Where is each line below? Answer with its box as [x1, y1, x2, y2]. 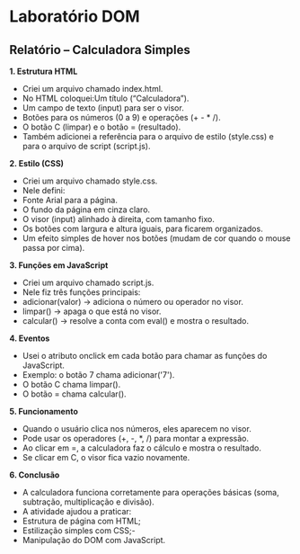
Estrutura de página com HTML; [22, 515, 141, 526]
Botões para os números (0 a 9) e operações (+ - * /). [22, 112, 222, 122]
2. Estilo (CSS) [9, 158, 65, 168]
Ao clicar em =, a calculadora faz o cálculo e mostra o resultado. [22, 442, 262, 453]
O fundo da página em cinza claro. [22, 204, 151, 215]
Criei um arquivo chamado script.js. [22, 277, 154, 288]
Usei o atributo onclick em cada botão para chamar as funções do [22, 351, 268, 361]
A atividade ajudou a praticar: [22, 506, 132, 516]
